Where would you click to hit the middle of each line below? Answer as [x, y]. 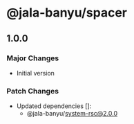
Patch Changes [33, 91]
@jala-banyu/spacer [67, 13]
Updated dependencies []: [54, 106]
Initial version [35, 73]
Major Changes [33, 58]
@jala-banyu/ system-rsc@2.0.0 [72, 114]
